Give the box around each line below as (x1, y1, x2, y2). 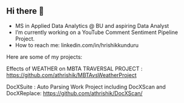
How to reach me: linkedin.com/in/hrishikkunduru (15, 41, 139, 48)
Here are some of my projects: (6, 53, 83, 61)
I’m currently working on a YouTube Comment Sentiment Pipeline (15, 28, 178, 36)
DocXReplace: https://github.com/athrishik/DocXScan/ (6, 89, 143, 97)
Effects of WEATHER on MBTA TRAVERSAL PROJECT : (6, 65, 143, 72)
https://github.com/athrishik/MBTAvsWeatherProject (6, 71, 137, 79)
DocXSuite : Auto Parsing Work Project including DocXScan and (6, 83, 166, 90)
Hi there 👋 (6, 6, 44, 16)
